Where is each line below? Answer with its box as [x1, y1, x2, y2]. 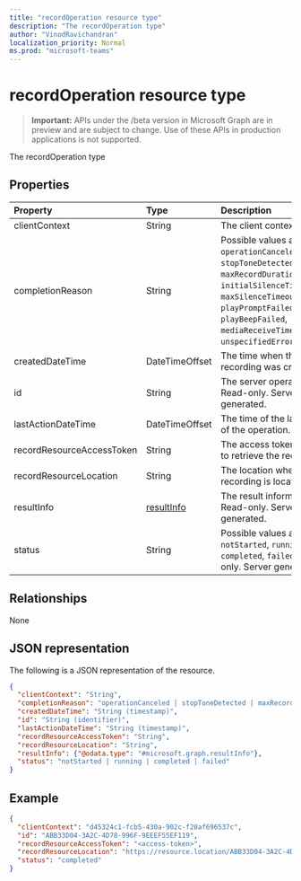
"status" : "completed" [17, 856, 102, 865]
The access [220, 437, 271, 450]
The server [220, 374, 267, 387]
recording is [220, 475, 271, 488]
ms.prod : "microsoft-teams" [9, 47, 115, 56]
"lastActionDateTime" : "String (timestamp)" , [17, 724, 191, 733]
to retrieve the [220, 449, 280, 462]
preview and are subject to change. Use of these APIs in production [30, 125, 281, 136]
